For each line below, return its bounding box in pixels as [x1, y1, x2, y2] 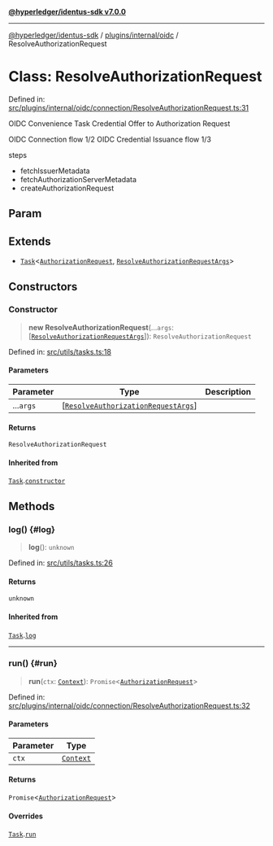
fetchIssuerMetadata [19, 166, 91, 176]
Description [205, 386, 252, 398]
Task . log [8, 630, 37, 639]
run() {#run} [8, 658, 58, 669]
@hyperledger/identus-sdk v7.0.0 [8, 7, 126, 16]
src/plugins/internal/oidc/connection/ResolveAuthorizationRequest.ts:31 [8, 102, 249, 112]
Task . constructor [8, 476, 66, 486]
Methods [8, 499, 55, 513]
